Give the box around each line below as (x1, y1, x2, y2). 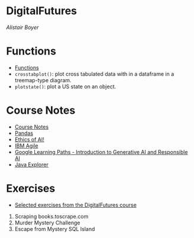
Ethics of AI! (14, 136, 44, 143)
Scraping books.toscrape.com (14, 213, 89, 220)
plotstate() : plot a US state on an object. (14, 83, 117, 90)
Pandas (14, 129, 34, 137)
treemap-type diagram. (14, 76, 72, 83)
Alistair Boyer (6, 24, 39, 31)
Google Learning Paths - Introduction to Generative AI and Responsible (14, 148, 188, 155)
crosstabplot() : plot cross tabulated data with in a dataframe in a (14, 70, 174, 78)
